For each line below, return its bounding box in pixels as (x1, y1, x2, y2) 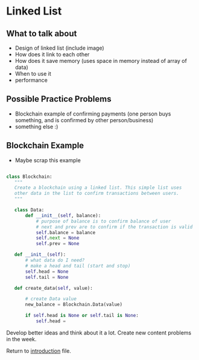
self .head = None (25, 268, 69, 275)
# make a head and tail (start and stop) (25, 263, 131, 269)
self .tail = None (25, 274, 69, 280)
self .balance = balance (36, 229, 96, 235)
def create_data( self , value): (14, 285, 93, 291)
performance (14, 77, 48, 83)
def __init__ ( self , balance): (25, 212, 101, 218)
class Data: (14, 207, 45, 213)
